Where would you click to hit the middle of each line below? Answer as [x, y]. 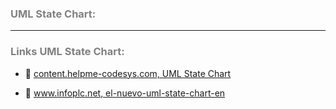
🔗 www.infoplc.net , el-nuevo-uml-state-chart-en [125, 93]
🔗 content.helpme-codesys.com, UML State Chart [128, 73]
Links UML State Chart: [67, 52]
